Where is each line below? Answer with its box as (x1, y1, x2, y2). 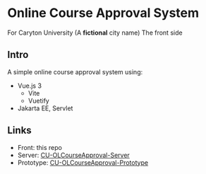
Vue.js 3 (17, 81, 42, 90)
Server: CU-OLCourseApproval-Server (17, 151, 131, 159)
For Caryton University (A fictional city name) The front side (7, 28, 183, 37)
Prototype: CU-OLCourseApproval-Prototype (17, 158, 149, 167)
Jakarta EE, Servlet (17, 104, 73, 112)
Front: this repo (17, 143, 62, 151)
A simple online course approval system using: (7, 67, 143, 76)
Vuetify (28, 96, 49, 105)
